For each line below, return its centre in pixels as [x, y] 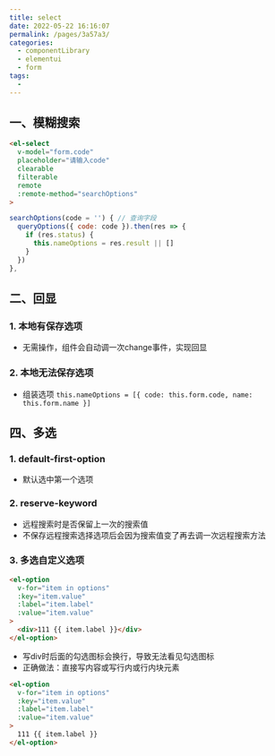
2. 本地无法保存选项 [52, 373]
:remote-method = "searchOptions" [78, 193]
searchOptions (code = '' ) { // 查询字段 [83, 219]
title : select [36, 17]
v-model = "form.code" [56, 152]
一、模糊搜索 [45, 123]
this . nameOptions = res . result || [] [103, 244]
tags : [19, 76]
